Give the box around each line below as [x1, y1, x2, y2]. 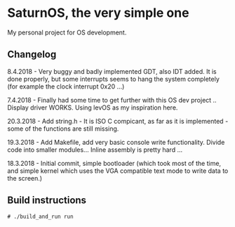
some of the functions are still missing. [7, 124, 119, 133]
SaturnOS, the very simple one [7, 5, 189, 21]
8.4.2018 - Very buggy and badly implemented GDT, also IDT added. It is [7, 67, 217, 75]
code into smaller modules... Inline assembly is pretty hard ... [7, 145, 183, 154]
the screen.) [7, 174, 43, 182]
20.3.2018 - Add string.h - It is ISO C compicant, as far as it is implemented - [7, 117, 229, 125]
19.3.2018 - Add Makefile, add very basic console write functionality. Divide [7, 138, 225, 146]
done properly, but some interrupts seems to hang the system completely [7, 74, 220, 83]
